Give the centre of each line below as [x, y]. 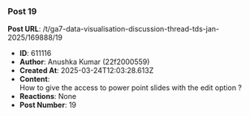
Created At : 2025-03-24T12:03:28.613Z [86, 71]
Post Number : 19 [48, 105]
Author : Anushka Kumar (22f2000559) [84, 62]
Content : [34, 79]
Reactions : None [48, 97]
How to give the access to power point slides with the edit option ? [131, 88]
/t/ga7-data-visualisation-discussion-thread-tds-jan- [131, 29]
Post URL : [24, 29]
